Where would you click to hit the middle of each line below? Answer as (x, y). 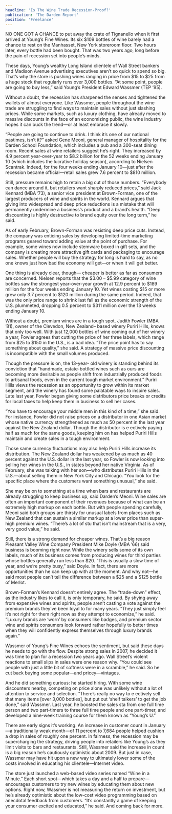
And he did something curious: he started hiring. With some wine (74, 683)
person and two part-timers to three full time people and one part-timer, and (86, 710)
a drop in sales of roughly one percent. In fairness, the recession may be (82, 736)
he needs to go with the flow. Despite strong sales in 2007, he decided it (81, 651)
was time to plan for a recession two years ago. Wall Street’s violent (77, 657)
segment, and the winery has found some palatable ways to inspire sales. (83, 391)
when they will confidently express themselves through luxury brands (79, 630)
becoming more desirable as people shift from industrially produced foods (84, 375)
